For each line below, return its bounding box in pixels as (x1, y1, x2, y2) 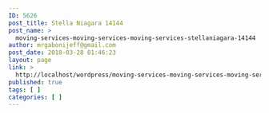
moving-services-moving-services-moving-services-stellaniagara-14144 (15, 33, 256, 42)
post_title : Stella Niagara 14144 (8, 19, 124, 27)
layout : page (8, 56, 52, 64)
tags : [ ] (8, 85, 42, 94)
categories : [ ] (8, 93, 62, 101)
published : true (8, 78, 62, 86)
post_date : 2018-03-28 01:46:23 (8, 49, 116, 56)
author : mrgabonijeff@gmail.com (8, 41, 116, 49)
